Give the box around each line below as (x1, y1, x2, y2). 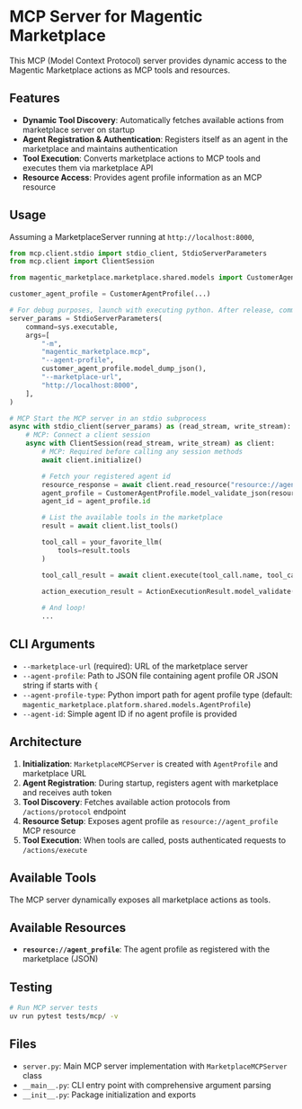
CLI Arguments (9, 636, 96, 652)
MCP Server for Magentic (9, 6, 203, 27)
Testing (9, 980, 53, 995)
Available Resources (9, 919, 127, 936)
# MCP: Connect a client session (25, 430, 151, 439)
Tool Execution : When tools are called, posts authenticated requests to (22, 834, 286, 846)
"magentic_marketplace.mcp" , (41, 348, 151, 357)
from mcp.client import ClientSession (9, 257, 155, 266)
